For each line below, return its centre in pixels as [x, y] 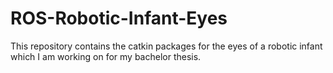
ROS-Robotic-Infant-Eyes [119, 18]
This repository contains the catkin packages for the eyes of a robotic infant [166, 46]
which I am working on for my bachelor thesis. [106, 56]
